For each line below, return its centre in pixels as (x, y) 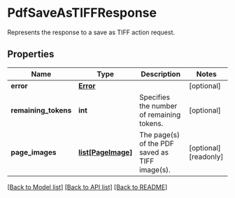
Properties (31, 54)
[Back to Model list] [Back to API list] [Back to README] (87, 187)
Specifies (154, 97)
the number (158, 106)
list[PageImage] (105, 152)
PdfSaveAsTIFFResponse (82, 13)
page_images (34, 152)
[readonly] (206, 157)
